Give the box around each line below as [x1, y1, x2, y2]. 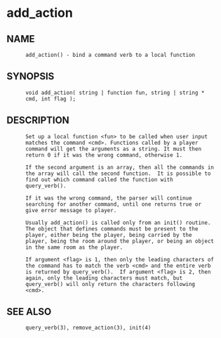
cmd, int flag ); [25, 95, 76, 103]
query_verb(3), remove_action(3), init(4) [25, 325, 152, 332]
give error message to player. [25, 207, 117, 214]
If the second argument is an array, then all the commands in [25, 164, 215, 171]
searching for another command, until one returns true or [25, 200, 201, 208]
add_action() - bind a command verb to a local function [25, 51, 196, 58]
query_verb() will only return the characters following [25, 280, 196, 287]
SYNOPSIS [6, 70, 55, 82]
